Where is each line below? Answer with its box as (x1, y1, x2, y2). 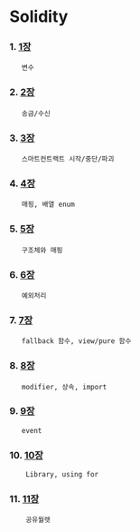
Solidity (9, 6, 69, 27)
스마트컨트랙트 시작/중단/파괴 (21, 154, 115, 164)
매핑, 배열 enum (21, 200, 75, 210)
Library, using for (25, 470, 99, 479)
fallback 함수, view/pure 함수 (21, 337, 132, 346)
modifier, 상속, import (21, 382, 107, 391)
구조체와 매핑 (21, 245, 63, 255)
